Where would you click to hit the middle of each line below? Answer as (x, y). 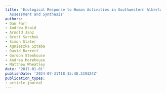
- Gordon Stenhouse (25, 55)
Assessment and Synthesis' (37, 14)
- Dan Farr (16, 23)
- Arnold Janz (20, 32)
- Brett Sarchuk (22, 37)
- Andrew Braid (21, 28)
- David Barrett (22, 51)
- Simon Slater (21, 42)
